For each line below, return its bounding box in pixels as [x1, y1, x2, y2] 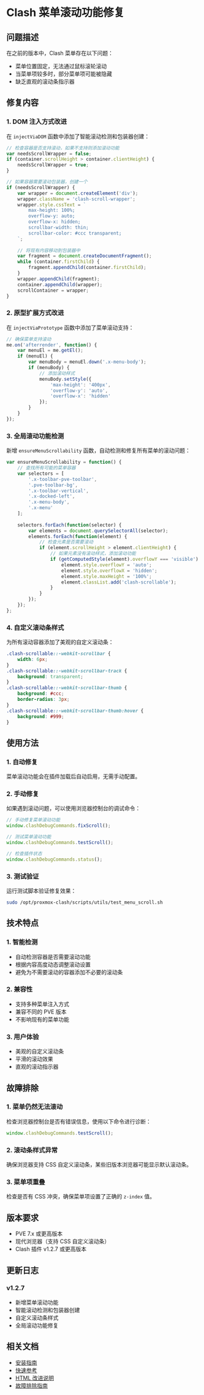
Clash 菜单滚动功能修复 [6, 6, 125, 20]
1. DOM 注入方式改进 [6, 117, 67, 126]
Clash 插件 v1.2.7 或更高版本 [15, 1245, 87, 1253]
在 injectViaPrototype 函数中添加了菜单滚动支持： [6, 324, 134, 331]
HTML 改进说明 [15, 1374, 54, 1381]
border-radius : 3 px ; [17, 697, 70, 703]
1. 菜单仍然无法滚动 [6, 1103, 63, 1111]
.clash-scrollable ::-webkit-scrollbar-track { [6, 668, 127, 674]
